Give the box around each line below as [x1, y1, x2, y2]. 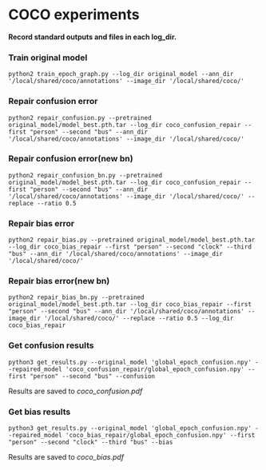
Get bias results [8, 406, 71, 417]
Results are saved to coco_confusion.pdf [8, 386, 143, 396]
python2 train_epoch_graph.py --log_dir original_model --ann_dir [8, 70, 234, 78]
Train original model [8, 52, 88, 63]
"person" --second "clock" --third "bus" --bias [8, 438, 173, 447]
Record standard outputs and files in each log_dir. [8, 32, 177, 42]
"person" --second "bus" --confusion [29, 372, 156, 380]
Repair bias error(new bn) [8, 276, 110, 287]
